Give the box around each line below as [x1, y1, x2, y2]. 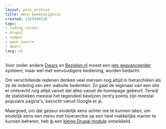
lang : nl [5, 48, 23, 53]
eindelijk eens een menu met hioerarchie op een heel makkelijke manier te [5, 113, 156, 119]
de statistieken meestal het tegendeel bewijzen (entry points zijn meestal [5, 92, 154, 99]
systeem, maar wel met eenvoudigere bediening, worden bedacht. [5, 67, 140, 73]
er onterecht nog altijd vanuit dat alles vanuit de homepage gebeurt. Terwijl [5, 87, 159, 93]
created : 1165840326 [5, 16, 48, 21]
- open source [5, 40, 35, 44]
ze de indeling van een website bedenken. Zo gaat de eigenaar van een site [5, 82, 160, 88]
